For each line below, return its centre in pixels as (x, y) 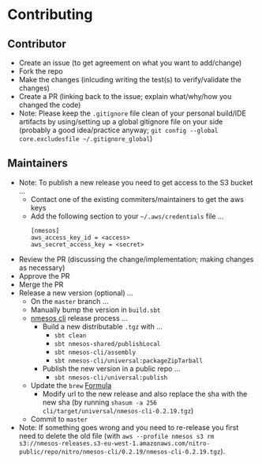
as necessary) (42, 268)
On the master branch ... (69, 301)
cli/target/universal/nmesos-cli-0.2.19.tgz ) (118, 410)
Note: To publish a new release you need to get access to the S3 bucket (136, 182)
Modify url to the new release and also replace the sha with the (145, 394)
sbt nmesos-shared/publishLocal (107, 344)
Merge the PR (41, 284)
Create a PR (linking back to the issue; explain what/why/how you (125, 96)
